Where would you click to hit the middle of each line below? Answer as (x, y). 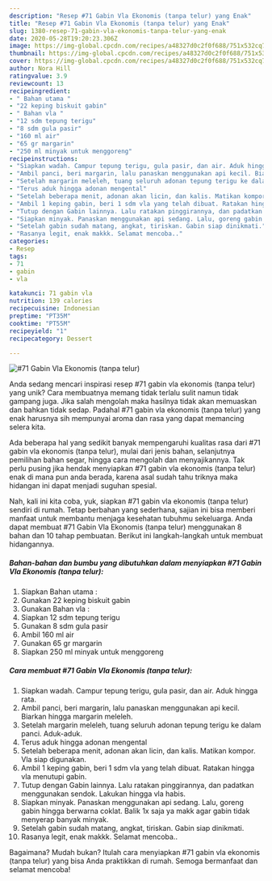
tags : (18, 256)
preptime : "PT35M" (40, 316)
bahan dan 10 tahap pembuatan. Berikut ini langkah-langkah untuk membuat (136, 536)
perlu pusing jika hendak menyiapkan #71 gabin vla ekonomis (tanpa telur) (133, 469)
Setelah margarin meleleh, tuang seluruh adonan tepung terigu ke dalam (141, 725)
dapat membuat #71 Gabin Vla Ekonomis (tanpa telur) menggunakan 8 (126, 527)
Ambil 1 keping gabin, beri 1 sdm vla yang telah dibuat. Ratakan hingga (138, 768)
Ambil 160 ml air (48, 634)
